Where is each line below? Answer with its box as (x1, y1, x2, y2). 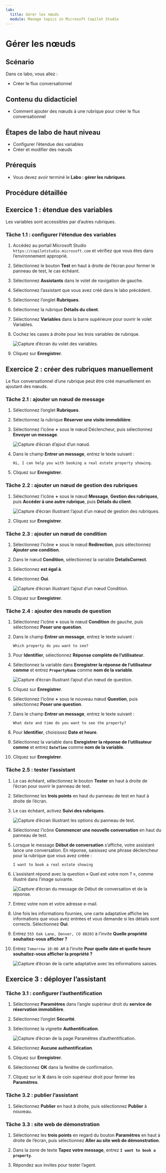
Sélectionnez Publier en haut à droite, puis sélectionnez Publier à (12, 1103, 147, 1109)
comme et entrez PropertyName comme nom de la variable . (12, 667, 133, 673)
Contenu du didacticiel (5, 95, 77, 104)
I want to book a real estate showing (12, 862, 93, 867)
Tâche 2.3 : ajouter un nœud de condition (5, 530, 107, 537)
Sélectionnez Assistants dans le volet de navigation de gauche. (12, 277, 143, 284)
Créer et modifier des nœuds (12, 146, 72, 152)
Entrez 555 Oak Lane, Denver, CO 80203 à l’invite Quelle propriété (12, 930, 148, 936)
